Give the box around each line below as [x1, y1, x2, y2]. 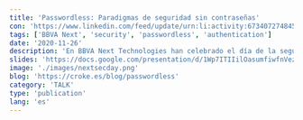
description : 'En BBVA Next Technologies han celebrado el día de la [9, 47, 277, 56]
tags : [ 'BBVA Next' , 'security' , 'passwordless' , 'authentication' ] [9, 30, 272, 39]
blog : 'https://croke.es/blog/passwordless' [9, 72, 179, 81]
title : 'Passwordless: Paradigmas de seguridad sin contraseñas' [9, 13, 260, 23]
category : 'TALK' [9, 80, 75, 89]
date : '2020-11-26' [9, 38, 83, 48]
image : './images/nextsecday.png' [9, 64, 140, 73]
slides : [9, 55, 39, 64]
